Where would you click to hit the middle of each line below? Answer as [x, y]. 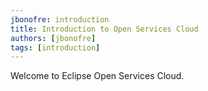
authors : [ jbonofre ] [53, 38]
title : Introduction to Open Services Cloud [104, 29]
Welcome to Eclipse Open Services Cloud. [97, 76]
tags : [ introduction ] [55, 47]
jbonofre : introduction [60, 19]
